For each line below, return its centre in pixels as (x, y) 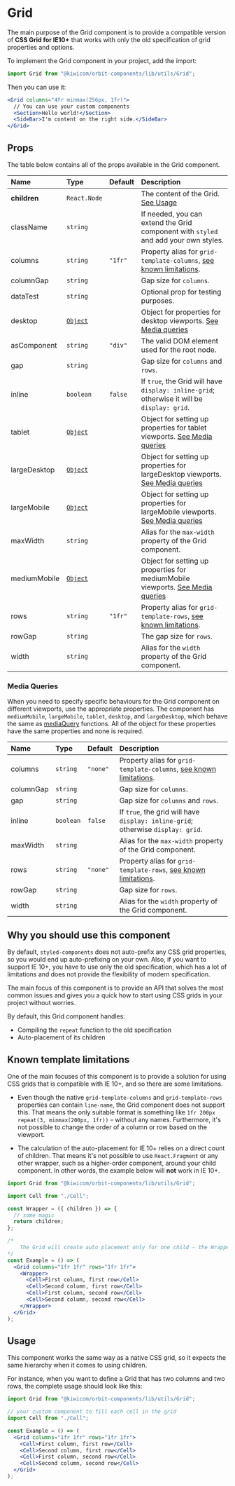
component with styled (179, 231)
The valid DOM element (180, 341)
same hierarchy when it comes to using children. (77, 1365)
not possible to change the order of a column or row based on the (112, 1127)
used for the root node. (179, 350)
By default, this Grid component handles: (66, 1016)
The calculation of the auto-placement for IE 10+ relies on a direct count (121, 1148)
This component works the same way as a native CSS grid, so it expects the (116, 1358)
